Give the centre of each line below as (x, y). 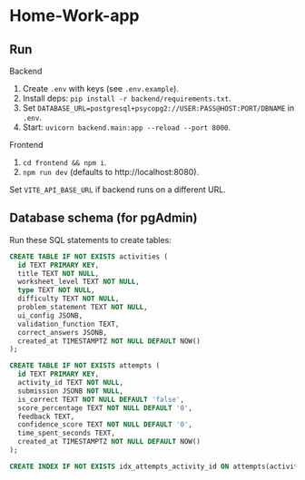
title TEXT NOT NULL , (59, 273)
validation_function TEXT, (69, 324)
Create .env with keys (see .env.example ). (101, 88)
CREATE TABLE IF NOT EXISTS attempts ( (85, 366)
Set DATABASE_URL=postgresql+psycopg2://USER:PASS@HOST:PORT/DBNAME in (158, 108)
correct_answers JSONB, (62, 332)
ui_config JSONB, (50, 315)
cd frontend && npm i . (64, 162)
